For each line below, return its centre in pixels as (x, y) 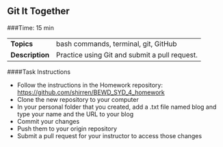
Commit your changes (48, 121)
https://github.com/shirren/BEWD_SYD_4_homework (91, 92)
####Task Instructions (39, 72)
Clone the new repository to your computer (78, 99)
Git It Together (38, 11)
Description (30, 55)
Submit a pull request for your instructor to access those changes (109, 135)
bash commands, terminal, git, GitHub (116, 44)
